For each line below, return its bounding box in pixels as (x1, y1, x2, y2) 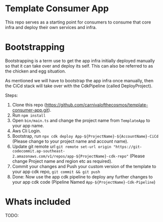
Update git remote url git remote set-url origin (12, 143, 112, 149)
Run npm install (12, 112, 46, 118)
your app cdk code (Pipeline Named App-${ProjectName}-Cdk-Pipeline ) (12, 179, 156, 185)
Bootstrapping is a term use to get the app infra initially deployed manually (5, 57, 155, 64)
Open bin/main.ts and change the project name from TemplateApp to (12, 117, 150, 123)
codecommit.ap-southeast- (12, 148, 65, 153)
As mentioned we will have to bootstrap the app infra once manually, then (5, 77, 154, 83)
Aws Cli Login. (12, 128, 41, 134)
